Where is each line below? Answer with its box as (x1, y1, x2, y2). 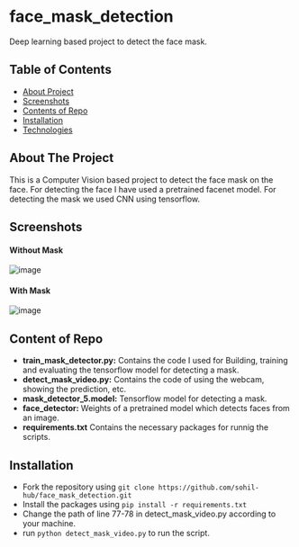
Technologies (22, 124, 74, 135)
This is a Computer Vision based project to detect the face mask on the (9, 174, 274, 185)
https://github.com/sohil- (158, 483, 259, 492)
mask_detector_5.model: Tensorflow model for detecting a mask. (22, 393, 267, 404)
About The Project (9, 150, 114, 166)
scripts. (22, 432, 51, 443)
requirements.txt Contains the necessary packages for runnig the (22, 422, 268, 433)
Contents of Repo (22, 105, 88, 116)
